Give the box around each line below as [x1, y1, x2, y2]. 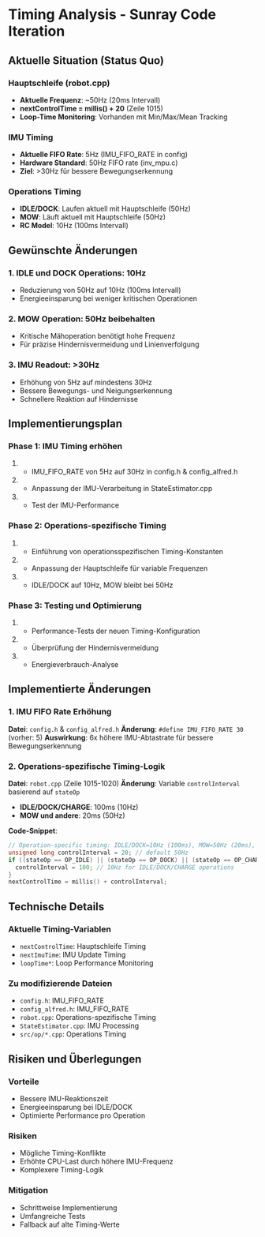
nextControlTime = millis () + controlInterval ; [8, 878, 168, 886]
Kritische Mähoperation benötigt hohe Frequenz [19, 332, 176, 341]
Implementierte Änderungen [8, 683, 151, 696]
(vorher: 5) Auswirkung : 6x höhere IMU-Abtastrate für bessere [8, 733, 214, 742]
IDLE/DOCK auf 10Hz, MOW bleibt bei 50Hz [31, 580, 174, 590]
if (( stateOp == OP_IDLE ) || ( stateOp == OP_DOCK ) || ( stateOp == [8, 856, 231, 864]
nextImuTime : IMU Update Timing [19, 950, 126, 959]
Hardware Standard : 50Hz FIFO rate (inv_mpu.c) [19, 158, 178, 167]
